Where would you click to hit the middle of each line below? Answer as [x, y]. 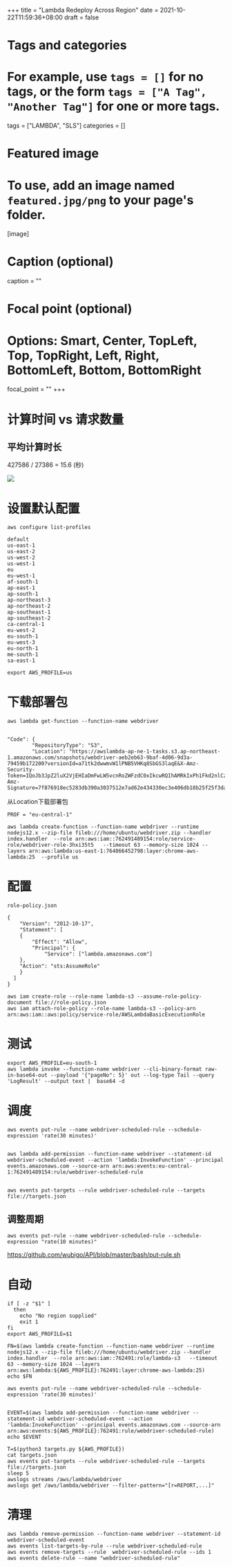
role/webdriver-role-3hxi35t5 [51, 845]
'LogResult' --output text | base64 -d [66, 1082]
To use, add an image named [91, 185]
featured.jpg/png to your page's [100, 200]
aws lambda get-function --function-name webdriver [83, 722]
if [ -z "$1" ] [29, 1304]
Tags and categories [67, 45]
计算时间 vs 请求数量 [66, 419]
